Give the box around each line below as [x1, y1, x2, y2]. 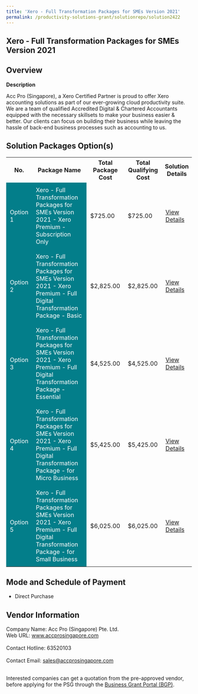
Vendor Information [6, 610, 80, 620]
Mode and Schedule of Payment [6, 577, 126, 587]
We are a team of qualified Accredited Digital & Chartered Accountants [6, 105, 178, 112]
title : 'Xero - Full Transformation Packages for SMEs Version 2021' [6, 8, 181, 15]
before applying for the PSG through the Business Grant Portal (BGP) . [6, 681, 175, 688]
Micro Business [35, 474, 78, 482]
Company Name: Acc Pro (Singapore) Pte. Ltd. [6, 625, 119, 633]
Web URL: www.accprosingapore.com [6, 632, 99, 639]
